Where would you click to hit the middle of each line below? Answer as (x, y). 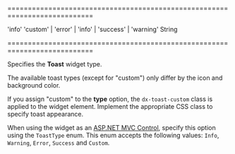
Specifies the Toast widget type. (55, 64)
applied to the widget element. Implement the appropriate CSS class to (110, 106)
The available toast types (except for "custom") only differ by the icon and (115, 78)
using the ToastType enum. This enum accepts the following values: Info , (113, 135)
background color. (34, 85)
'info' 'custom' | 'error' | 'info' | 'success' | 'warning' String (92, 29)
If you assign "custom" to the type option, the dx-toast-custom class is (110, 99)
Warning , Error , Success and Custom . (59, 143)
